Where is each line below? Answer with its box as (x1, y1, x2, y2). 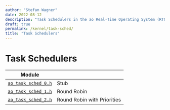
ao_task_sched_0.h (8, 80, 52, 86)
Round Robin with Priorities (57, 96, 121, 103)
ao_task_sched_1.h (8, 88, 52, 94)
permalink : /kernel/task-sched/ (5, 26, 73, 31)
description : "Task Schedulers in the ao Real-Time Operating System (5, 17, 155, 22)
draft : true (5, 21, 30, 27)
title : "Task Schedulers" (5, 31, 60, 36)
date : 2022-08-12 (5, 12, 42, 17)
